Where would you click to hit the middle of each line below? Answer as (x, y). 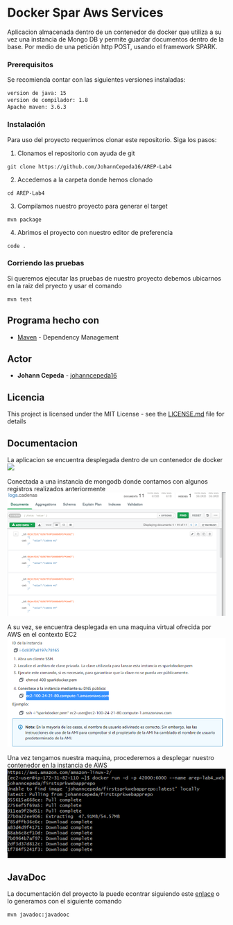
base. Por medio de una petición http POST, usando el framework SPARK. (112, 46)
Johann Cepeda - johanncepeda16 (67, 376)
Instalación (26, 125)
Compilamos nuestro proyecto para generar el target (92, 206)
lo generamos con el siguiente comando (64, 901)
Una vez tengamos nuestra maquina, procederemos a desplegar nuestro (111, 758)
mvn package (24, 220)
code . (17, 246)
